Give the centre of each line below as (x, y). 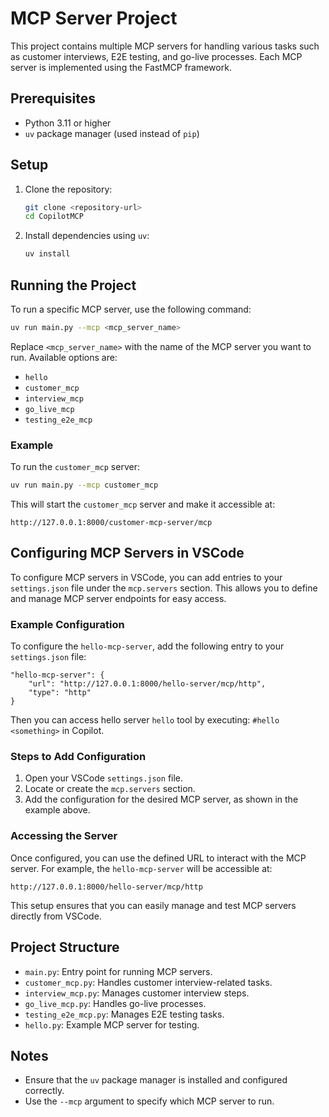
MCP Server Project (94, 18)
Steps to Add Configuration (78, 757)
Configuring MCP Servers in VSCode (127, 553)
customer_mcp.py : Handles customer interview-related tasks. (148, 982)
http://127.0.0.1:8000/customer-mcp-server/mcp (111, 523)
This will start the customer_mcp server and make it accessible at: (143, 504)
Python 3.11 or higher (68, 123)
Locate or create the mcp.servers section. (110, 789)
